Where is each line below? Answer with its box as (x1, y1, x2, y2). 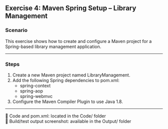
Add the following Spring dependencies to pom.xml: (12, 77, 120, 83)
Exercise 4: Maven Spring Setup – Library (5, 4, 136, 12)
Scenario (5, 27, 27, 34)
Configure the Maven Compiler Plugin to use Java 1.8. (12, 98, 123, 104)
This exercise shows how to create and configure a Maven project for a (5, 38, 152, 44)
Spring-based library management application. (5, 43, 101, 49)
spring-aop (19, 87, 43, 94)
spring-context (19, 82, 51, 88)
